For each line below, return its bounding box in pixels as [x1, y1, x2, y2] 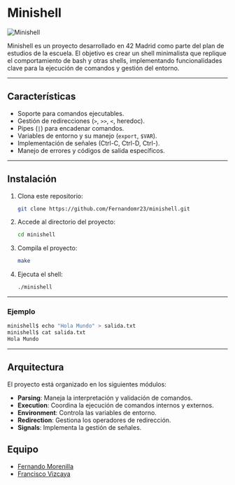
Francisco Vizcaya [17, 470, 71, 478]
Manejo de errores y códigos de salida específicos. [17, 146, 166, 154]
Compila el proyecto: [17, 244, 78, 252]
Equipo [7, 444, 38, 456]
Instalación [7, 173, 57, 185]
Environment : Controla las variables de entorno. [17, 408, 157, 417]
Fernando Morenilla [17, 462, 74, 470]
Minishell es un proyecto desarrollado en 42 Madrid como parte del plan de [7, 41, 225, 50]
